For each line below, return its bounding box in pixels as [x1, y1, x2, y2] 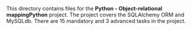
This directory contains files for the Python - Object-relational [6, 5, 162, 12]
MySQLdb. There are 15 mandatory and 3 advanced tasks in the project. [6, 18, 186, 24]
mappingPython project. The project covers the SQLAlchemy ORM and [6, 11, 185, 18]
